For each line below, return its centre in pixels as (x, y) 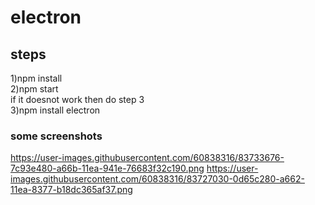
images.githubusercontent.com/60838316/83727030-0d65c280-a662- (157, 179)
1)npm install (36, 78)
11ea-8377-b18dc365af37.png (71, 190)
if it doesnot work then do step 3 (77, 99)
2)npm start (34, 89)
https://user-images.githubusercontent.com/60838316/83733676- (147, 158)
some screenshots (56, 136)
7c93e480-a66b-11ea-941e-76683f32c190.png (107, 168)
